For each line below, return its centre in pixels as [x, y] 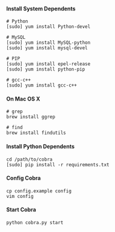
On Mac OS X [23, 99]
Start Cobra [21, 209]
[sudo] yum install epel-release [48, 64]
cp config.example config [39, 191]
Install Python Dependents [41, 146]
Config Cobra [24, 178]
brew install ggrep [31, 117]
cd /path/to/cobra [29, 159]
